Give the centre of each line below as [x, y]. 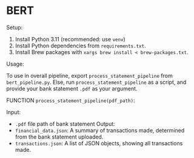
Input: [14, 112]
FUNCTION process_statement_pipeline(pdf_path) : [71, 100]
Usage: [15, 64]
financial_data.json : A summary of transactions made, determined [100, 130]
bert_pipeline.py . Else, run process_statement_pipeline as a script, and [96, 82]
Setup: [15, 27]
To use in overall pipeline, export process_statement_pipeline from [89, 75]
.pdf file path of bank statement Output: [65, 124]
